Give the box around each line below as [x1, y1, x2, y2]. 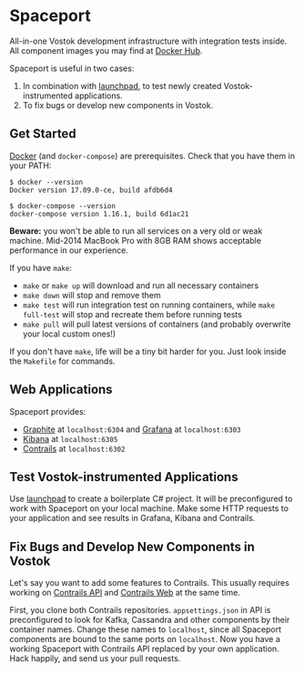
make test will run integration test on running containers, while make [22, 299, 276, 310]
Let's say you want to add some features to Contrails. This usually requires [9, 578, 289, 588]
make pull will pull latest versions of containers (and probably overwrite [22, 318, 291, 329]
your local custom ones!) [22, 328, 117, 339]
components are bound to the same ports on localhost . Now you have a [9, 634, 280, 645]
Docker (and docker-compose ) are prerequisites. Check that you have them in [9, 150, 296, 161]
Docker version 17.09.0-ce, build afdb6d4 [9, 186, 173, 195]
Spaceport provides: [9, 406, 86, 417]
